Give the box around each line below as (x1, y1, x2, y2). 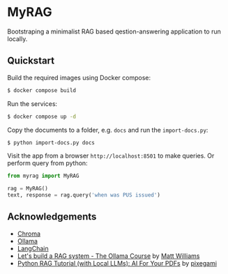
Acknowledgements (7, 211, 97, 223)
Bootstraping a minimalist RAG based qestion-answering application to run (7, 27, 222, 36)
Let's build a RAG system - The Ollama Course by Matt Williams (17, 252, 200, 260)
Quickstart (7, 55, 55, 67)
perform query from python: (7, 159, 89, 167)
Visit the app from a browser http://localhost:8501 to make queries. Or (7, 151, 215, 160)
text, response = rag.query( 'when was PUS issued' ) (7, 192, 160, 199)
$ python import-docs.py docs (7, 139, 96, 146)
